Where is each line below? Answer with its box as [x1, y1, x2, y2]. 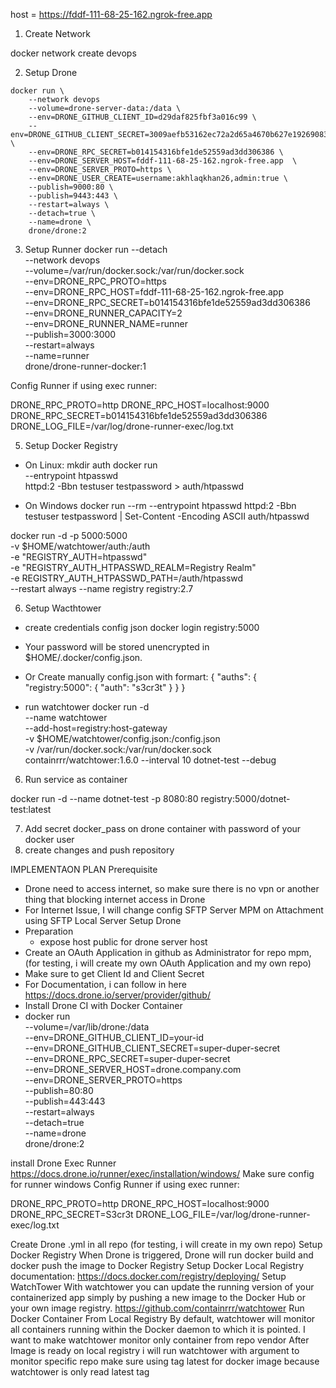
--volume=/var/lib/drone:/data [24, 1021, 150, 1033]
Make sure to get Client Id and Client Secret [24, 968, 205, 979]
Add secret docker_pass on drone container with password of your [24, 823, 302, 834]
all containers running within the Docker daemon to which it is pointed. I [10, 1324, 306, 1335]
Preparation [24, 925, 74, 937]
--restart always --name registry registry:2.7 [10, 583, 194, 594]
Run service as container [24, 774, 128, 785]
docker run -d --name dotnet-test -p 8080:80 [10, 793, 199, 804]
